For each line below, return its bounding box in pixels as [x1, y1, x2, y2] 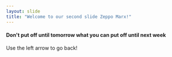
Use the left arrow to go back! [6, 44, 78, 51]
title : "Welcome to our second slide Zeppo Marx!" [6, 14, 132, 20]
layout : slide [6, 8, 41, 14]
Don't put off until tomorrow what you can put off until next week [6, 32, 166, 39]
